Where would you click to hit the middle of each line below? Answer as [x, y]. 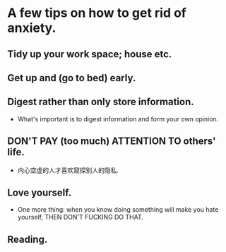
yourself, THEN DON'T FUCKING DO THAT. [80, 217]
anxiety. [32, 28]
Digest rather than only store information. [101, 102]
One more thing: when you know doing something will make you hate [118, 210]
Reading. [28, 239]
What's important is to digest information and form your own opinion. [118, 119]
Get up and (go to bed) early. [72, 78]
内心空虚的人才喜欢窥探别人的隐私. [68, 170]
